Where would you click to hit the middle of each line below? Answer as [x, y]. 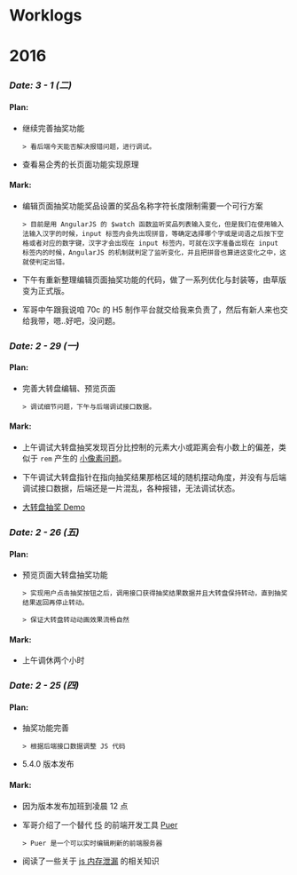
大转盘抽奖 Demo [54, 508]
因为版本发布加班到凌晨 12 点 [75, 806]
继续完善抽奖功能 [53, 128]
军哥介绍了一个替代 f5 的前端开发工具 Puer [100, 824]
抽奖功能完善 [45, 728]
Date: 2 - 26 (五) [44, 532]
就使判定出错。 [45, 262]
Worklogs [46, 16]
